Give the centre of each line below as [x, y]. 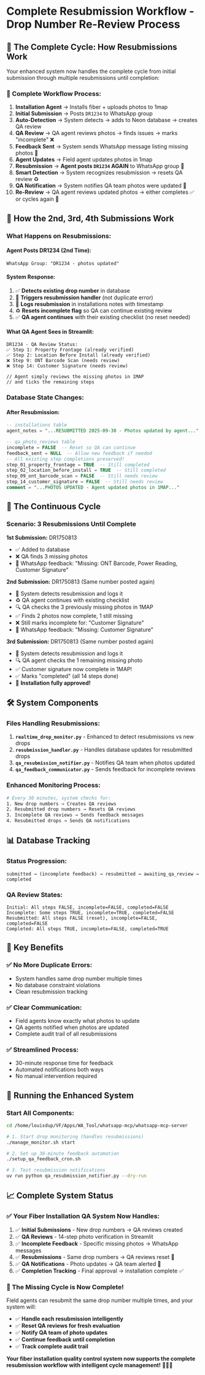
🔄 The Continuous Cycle [54, 506]
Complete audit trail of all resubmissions [66, 1034]
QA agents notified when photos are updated [72, 1027]
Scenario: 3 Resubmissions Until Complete [72, 524]
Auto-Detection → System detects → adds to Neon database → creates [106, 120]
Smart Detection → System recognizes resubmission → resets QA [99, 172]
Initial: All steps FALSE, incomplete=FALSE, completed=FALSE [87, 907]
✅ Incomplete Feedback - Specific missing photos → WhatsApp [97, 1243]
